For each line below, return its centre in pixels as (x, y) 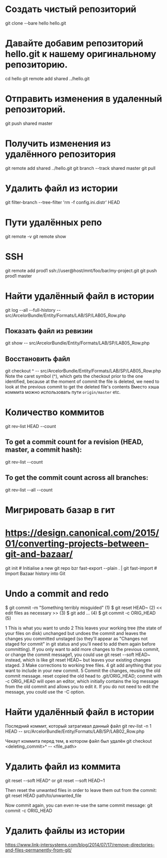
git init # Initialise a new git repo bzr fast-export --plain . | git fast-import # (81, 568)
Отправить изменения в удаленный (84, 99)
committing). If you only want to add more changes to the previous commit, (83, 649)
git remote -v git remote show (36, 236)
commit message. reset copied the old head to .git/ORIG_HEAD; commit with (84, 676)
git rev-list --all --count (29, 490)
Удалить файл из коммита (63, 767)
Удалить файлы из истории (65, 831)
